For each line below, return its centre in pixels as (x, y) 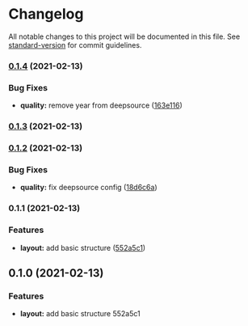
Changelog (46, 14)
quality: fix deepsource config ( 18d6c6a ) (88, 188)
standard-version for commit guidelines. (75, 44)
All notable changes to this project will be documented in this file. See (124, 36)
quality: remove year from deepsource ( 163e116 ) (101, 105)
